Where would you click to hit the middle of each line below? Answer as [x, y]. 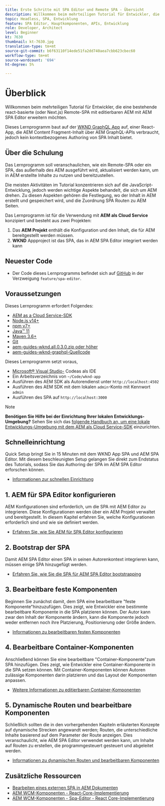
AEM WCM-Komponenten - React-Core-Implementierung [70, 793]
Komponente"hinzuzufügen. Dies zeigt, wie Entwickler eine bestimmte [76, 606]
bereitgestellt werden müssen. [43, 235]
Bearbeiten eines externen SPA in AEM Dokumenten [65, 788]
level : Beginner [22, 33]
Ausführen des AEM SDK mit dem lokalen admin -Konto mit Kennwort [81, 387]
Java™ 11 [21, 331]
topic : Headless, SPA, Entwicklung [42, 19]
